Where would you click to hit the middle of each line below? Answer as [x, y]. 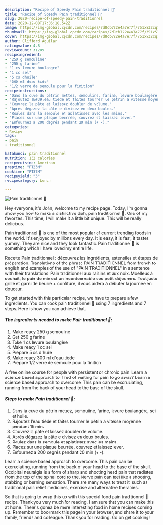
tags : [10, 136]
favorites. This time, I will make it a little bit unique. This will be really [73, 218]
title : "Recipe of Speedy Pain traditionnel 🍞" [54, 14]
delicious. [15, 223]
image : [12, 28]
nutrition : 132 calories [30, 158]
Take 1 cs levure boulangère [40, 342]
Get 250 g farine [28, 337]
